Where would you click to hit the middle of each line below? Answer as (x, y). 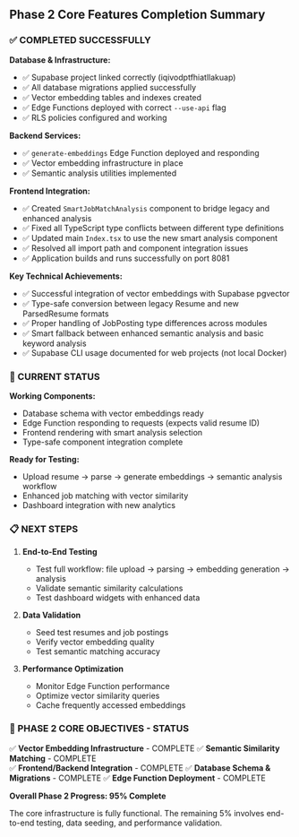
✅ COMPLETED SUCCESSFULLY (80, 40)
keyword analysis (54, 343)
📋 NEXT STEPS (44, 529)
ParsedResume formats (65, 314)
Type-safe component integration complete (103, 442)
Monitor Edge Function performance (103, 686)
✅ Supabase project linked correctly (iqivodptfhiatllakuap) (129, 77)
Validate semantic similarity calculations (109, 588)
